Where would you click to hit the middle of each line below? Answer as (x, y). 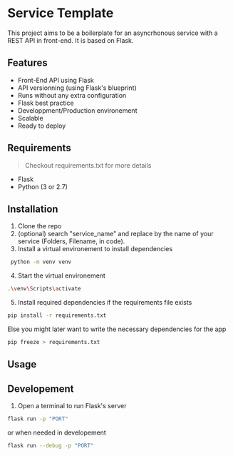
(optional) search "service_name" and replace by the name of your (115, 234)
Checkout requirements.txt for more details (88, 165)
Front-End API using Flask (56, 80)
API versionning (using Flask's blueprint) (77, 88)
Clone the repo (40, 226)
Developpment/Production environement (77, 110)
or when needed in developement (57, 432)
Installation (33, 209)
